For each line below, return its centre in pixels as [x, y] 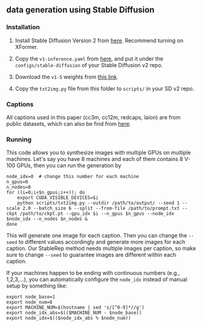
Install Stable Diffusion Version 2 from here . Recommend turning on [99, 40]
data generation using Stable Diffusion [80, 10]
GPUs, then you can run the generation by [69, 165]
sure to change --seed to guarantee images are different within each [91, 255]
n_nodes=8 [19, 187]
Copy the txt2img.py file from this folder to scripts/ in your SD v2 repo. [105, 88]
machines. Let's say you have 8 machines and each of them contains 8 [95, 159]
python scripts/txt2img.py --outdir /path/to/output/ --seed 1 [99, 203]
